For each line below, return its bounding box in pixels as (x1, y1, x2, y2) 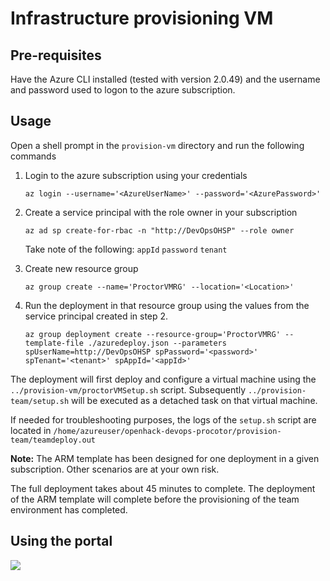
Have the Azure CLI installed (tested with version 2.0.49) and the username (10, 73, 321, 85)
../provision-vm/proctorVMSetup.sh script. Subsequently (10, 383, 247, 396)
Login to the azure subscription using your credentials (24, 169, 248, 181)
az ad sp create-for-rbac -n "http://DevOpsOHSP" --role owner (24, 225, 295, 236)
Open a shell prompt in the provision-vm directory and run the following (10, 139, 305, 151)
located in (10, 424, 52, 436)
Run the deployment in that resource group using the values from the (24, 299, 310, 311)
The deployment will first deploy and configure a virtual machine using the (10, 373, 317, 385)
